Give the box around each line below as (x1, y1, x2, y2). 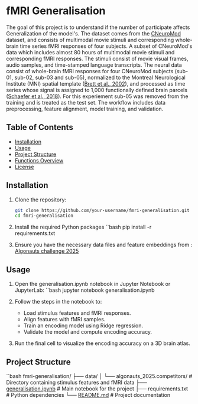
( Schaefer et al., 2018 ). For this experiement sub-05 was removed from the (6, 93, 189, 100)
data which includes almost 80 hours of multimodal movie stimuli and (6, 48, 175, 56)
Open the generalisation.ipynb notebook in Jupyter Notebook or (14, 281, 171, 288)
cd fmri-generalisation (14, 213, 74, 219)
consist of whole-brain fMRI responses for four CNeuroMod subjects (6, 67, 174, 74)
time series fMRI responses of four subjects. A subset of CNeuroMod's (20, 43, 193, 50)
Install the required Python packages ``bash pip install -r (14, 223, 152, 231)
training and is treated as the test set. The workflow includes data (6, 99, 166, 106)
